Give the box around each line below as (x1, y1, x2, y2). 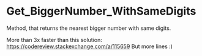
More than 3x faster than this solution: (6, 36, 102, 43)
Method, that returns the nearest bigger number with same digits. (6, 24, 171, 32)
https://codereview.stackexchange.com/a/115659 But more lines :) (6, 43, 173, 50)
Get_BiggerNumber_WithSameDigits (6, 4, 196, 18)
